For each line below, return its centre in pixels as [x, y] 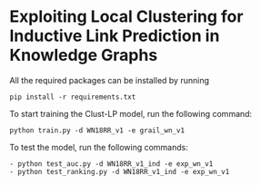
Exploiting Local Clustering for [126, 17]
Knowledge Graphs [84, 55]
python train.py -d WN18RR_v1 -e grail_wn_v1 [97, 130]
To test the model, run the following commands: [99, 147]
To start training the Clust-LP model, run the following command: [131, 113]
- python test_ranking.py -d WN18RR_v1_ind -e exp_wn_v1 [120, 171]
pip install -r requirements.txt [73, 97]
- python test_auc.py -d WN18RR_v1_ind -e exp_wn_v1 [111, 164]
